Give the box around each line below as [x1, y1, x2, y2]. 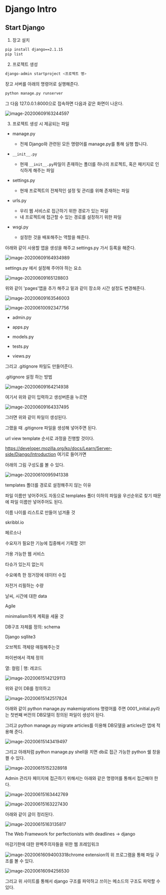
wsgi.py [12, 224, 29, 230]
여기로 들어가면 [56, 451, 87, 457]
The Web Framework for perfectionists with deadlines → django [5, 831, 135, 837]
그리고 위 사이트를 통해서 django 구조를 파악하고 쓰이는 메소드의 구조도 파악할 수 [5, 878, 161, 884]
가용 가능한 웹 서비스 [5, 551, 45, 557]
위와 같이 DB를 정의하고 [5, 685, 51, 691]
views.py [12, 353, 31, 359]
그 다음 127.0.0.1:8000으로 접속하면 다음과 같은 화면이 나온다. [5, 100, 124, 106]
